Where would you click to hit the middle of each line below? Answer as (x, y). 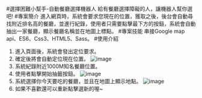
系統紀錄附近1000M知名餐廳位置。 (58, 66)
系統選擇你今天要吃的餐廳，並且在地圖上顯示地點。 (78, 81)
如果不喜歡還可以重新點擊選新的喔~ (59, 89)
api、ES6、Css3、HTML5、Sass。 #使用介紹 (63, 39)
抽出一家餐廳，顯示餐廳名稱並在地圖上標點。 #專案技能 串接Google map (96, 31)
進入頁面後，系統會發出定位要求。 (57, 51)
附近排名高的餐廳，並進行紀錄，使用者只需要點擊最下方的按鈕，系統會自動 (103, 24)
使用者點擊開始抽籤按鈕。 (47, 74)
